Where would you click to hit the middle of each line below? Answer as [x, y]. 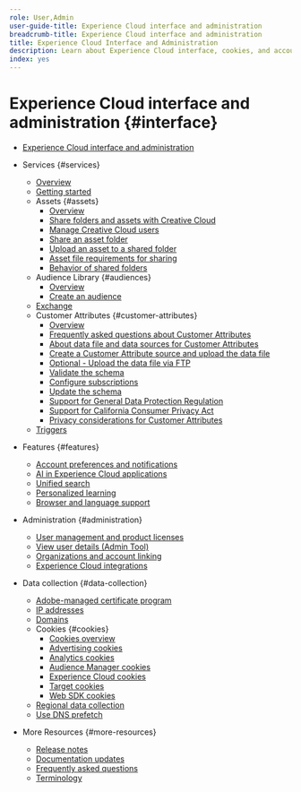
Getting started [64, 191]
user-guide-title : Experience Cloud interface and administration [136, 26]
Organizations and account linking [99, 555]
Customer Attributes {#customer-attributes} [116, 315]
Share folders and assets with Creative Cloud [133, 220]
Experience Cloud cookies [97, 676]
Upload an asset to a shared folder [113, 248]
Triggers [51, 429]
